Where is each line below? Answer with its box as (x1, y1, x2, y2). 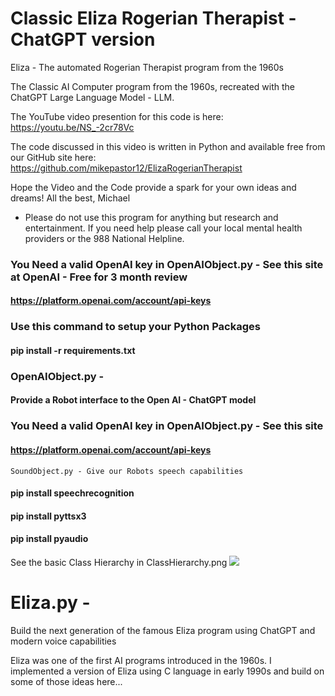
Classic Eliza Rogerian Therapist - (10, 7, 297, 30)
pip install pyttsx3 (10, 510, 87, 522)
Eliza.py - (10, 592, 91, 614)
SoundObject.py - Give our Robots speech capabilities (10, 466, 244, 476)
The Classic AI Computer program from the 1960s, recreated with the (10, 80, 296, 92)
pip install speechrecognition (10, 487, 135, 499)
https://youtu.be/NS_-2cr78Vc (10, 121, 135, 133)
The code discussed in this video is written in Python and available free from (10, 140, 326, 152)
